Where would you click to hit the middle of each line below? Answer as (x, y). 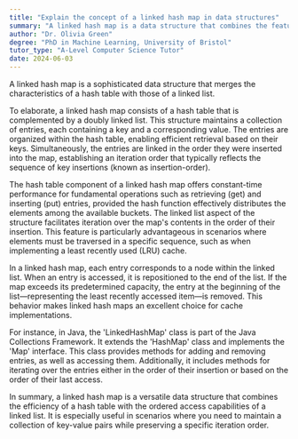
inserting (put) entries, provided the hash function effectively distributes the (148, 204)
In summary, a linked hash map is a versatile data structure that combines (144, 397)
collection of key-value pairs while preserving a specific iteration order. (139, 425)
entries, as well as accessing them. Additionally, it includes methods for (140, 360)
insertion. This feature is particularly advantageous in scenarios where (138, 231)
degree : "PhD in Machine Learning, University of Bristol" (121, 42)
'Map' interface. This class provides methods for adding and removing (137, 351)
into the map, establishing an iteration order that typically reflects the (135, 158)
